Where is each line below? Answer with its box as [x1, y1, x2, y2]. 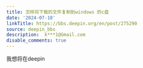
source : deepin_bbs [6, 26, 56, 32]
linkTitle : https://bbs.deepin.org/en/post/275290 [6, 20, 138, 26]
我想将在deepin [6, 55, 46, 62]
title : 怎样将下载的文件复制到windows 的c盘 [6, 9, 110, 15]
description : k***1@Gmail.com [6, 32, 86, 38]
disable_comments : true [6, 37, 67, 43]
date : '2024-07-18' [6, 15, 56, 21]
